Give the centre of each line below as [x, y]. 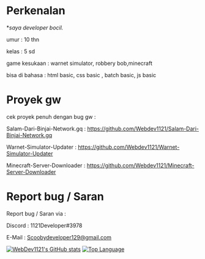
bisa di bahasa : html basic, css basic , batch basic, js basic [81, 75]
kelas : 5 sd [21, 51]
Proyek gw [34, 100]
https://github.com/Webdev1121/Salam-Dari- [143, 129]
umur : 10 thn [23, 39]
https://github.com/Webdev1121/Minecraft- [140, 165]
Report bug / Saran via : [36, 213]
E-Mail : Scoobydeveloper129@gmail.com [59, 237]
